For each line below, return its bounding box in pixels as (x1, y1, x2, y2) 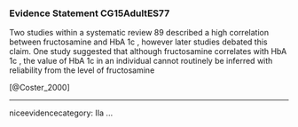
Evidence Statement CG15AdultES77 (9, 7, 170, 20)
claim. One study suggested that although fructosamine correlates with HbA (9, 46, 287, 57)
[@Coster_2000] (9, 83, 71, 93)
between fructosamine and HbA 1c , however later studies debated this (9, 36, 268, 47)
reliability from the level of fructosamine (9, 65, 155, 75)
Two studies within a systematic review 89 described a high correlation (9, 28, 269, 38)
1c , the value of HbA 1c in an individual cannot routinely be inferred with (9, 56, 273, 67)
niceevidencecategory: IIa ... (9, 107, 114, 118)
